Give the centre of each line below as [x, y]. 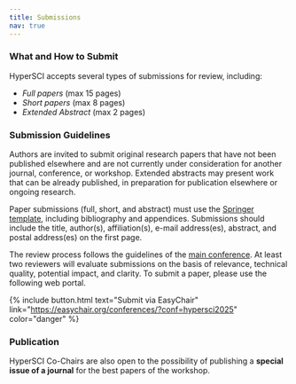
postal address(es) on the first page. [76, 238]
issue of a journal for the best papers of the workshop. [110, 371]
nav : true [27, 26]
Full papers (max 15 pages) [71, 93]
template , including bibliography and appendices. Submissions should [137, 219]
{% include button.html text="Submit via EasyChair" [104, 300]
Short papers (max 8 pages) [74, 102]
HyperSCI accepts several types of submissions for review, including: [136, 75]
